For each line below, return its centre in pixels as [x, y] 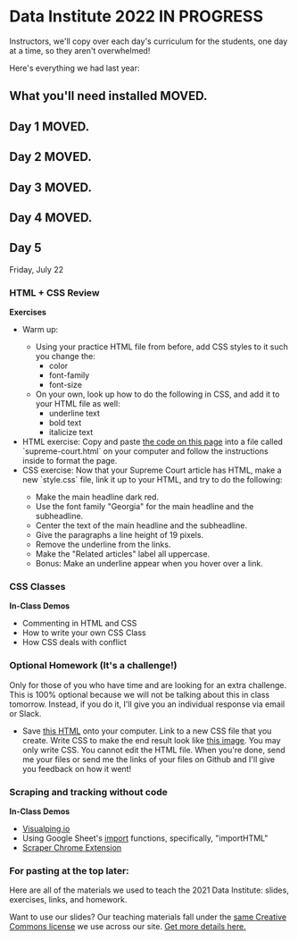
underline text [74, 413]
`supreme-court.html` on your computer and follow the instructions [145, 451]
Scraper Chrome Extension [72, 847]
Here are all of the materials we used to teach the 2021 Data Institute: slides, [149, 890]
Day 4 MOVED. [51, 218]
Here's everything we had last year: [74, 68]
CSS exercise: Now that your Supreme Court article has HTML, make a [152, 470]
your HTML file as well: [78, 403]
